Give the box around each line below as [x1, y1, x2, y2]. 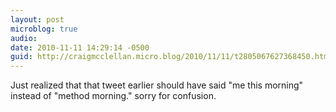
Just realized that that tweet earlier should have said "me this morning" [10, 79, 304, 91]
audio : [10, 33, 38, 43]
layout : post [10, 14, 65, 25]
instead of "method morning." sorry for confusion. [10, 90, 217, 102]
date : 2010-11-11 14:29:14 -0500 [10, 42, 150, 53]
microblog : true [10, 24, 78, 34]
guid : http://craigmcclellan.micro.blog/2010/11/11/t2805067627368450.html [10, 52, 333, 62]
